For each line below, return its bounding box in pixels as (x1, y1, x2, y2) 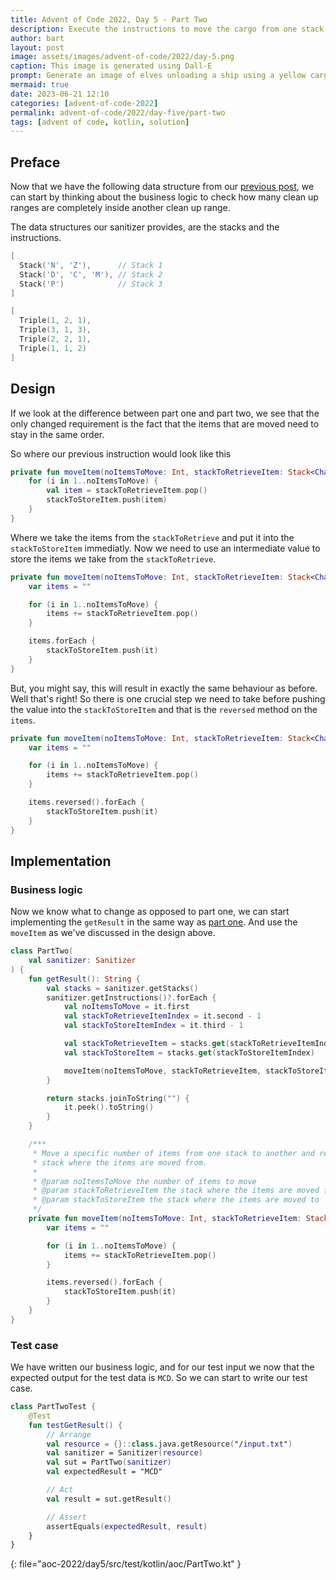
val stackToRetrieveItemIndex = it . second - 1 (63, 1011, 262, 1021)
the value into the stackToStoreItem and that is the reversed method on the (10, 703, 318, 715)
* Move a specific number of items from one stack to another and (32, 1148, 315, 1158)
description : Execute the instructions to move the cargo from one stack (10, 24, 325, 34)
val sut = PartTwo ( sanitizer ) (46, 1457, 172, 1468)
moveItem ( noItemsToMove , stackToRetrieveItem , (63, 1066, 262, 1076)
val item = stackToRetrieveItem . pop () (46, 486, 208, 496)
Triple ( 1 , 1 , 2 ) (19, 343, 87, 353)
